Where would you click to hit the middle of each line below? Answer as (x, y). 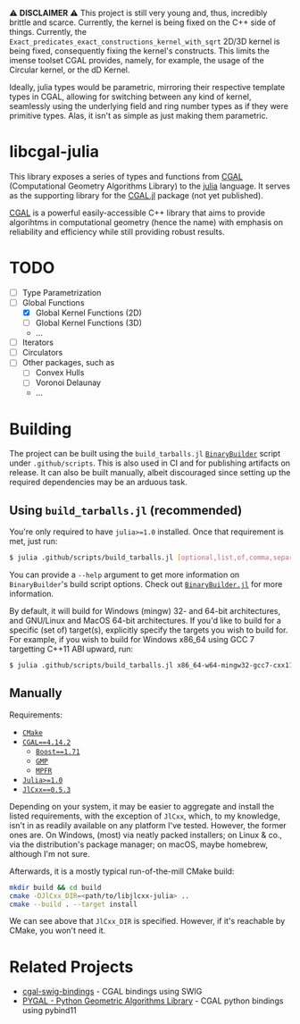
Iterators (37, 342)
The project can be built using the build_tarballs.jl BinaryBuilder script (145, 454)
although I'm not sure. (50, 853)
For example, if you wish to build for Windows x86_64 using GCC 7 (132, 640)
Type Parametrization (62, 292)
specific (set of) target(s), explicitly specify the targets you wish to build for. (149, 630)
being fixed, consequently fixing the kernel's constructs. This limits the (139, 51)
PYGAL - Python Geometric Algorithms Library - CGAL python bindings (153, 1001)
